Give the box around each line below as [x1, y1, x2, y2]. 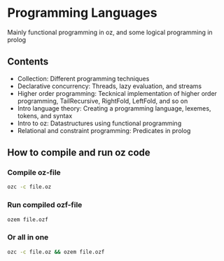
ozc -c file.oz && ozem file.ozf [7, 248, 105, 255]
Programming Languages [7, 5, 157, 21]
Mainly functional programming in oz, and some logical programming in [7, 28, 213, 36]
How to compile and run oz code [7, 147, 150, 159]
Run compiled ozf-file [7, 200, 83, 210]
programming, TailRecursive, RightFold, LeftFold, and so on [17, 97, 188, 105]
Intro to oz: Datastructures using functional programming [17, 119, 182, 127]
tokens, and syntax [17, 111, 73, 120]
